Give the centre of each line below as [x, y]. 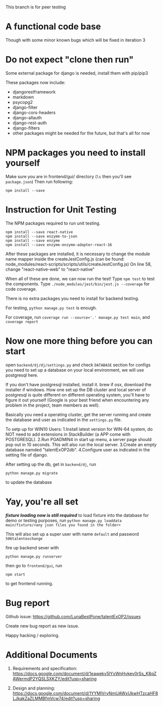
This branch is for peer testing [36, 7]
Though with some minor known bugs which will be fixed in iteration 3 [75, 40]
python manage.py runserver [34, 557]
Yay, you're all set [42, 501]
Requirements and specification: [45, 668]
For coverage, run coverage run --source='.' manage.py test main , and [78, 317]
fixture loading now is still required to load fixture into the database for [77, 515]
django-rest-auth [30, 123]
